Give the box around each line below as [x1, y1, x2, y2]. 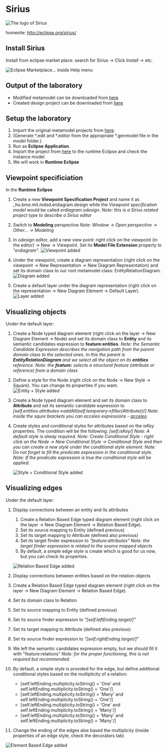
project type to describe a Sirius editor [12, 213, 92, 218]
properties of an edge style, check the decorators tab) [12, 733, 124, 739]
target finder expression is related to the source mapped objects [20, 542, 153, 548]
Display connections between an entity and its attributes [12, 507, 129, 513]
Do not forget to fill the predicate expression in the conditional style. [12, 449, 153, 455]
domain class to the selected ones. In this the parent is [12, 352, 125, 357]
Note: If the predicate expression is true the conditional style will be [12, 454, 152, 460]
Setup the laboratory [5, 114, 71, 122]
